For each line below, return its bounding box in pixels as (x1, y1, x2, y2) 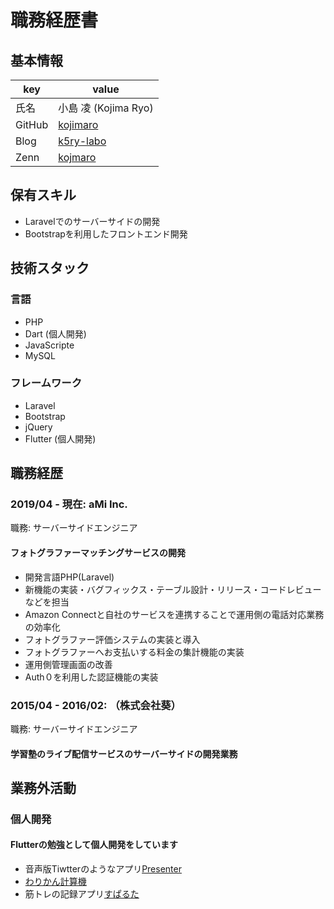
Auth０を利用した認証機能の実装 (24, 671, 159, 683)
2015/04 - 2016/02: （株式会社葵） (10, 698, 182, 712)
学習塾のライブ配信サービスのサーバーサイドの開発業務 (10, 747, 238, 760)
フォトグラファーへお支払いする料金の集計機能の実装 (24, 646, 245, 658)
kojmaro (58, 151, 97, 164)
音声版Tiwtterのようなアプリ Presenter (24, 863, 182, 875)
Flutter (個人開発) (24, 432, 97, 445)
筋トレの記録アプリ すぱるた (24, 888, 140, 900)
